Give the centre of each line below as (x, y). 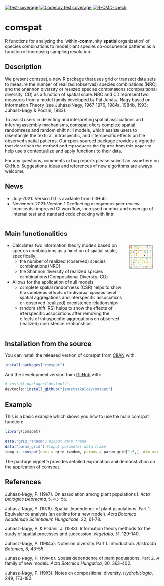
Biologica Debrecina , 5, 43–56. (36, 499)
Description (23, 67)
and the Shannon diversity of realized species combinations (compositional (81, 89)
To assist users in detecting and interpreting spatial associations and (74, 119)
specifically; (24, 256)
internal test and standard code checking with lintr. (63, 214)
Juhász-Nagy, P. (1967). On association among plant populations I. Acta (78, 494)
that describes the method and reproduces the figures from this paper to (78, 146)
